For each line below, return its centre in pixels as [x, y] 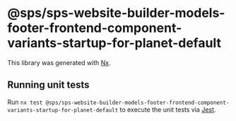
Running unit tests [48, 85]
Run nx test [25, 102]
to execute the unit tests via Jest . [168, 109]
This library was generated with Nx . [59, 62]
